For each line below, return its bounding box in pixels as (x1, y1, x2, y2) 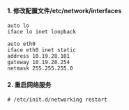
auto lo (7, 22, 30, 29)
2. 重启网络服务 (7, 80, 52, 88)
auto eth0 (7, 40, 36, 48)
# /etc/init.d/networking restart (7, 96, 108, 104)
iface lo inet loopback (7, 29, 77, 36)
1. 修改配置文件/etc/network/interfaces (7, 6, 122, 15)
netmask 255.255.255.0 (7, 65, 73, 72)
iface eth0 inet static (7, 47, 77, 54)
